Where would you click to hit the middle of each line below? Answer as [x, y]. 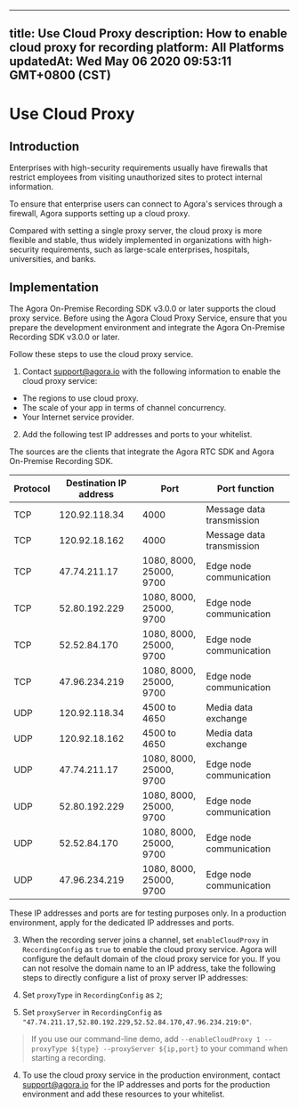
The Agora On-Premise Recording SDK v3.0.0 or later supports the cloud [142, 309]
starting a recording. [69, 1058]
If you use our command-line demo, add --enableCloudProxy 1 [145, 1039]
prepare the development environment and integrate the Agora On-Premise [147, 328]
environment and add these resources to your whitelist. [123, 1094]
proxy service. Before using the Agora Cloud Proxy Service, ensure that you [148, 318]
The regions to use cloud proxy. [81, 398]
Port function [246, 489]
